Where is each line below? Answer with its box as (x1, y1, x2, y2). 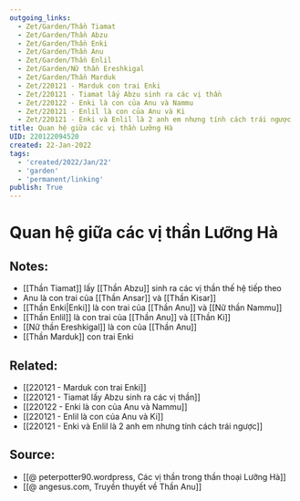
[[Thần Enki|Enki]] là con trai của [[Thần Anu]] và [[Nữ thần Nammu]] (22, 302, 283, 313)
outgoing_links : (9, 13, 71, 23)
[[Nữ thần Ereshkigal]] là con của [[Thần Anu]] (22, 321, 198, 333)
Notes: (9, 258, 48, 274)
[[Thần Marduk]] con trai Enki (22, 331, 134, 342)
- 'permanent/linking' (17, 174, 104, 183)
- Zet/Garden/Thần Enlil (17, 56, 112, 65)
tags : (9, 149, 30, 158)
